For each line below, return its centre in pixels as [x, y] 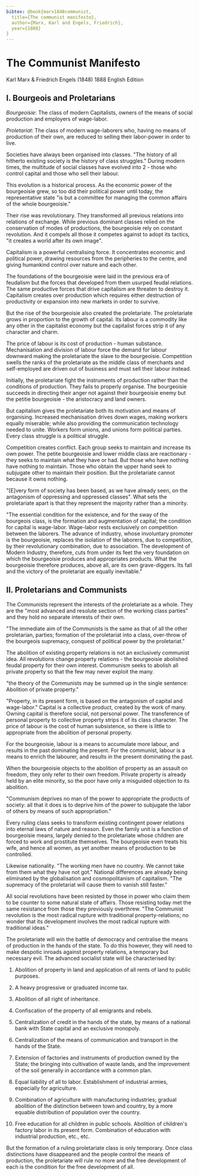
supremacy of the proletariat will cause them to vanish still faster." [87, 884]
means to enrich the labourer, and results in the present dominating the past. [100, 756]
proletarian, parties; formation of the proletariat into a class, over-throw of [97, 635]
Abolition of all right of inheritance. [57, 999]
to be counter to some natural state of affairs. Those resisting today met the [99, 902]
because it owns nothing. [37, 479]
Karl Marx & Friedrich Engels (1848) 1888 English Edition [75, 80]
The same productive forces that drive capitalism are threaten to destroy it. [98, 289]
